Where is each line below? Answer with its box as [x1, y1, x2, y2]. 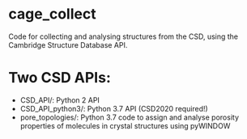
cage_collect [8, 5, 96, 23]
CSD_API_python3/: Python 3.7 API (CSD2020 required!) [19, 103, 208, 113]
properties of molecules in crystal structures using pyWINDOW [19, 120, 231, 130]
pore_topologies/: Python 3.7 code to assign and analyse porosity [19, 112, 240, 122]
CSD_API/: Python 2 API [19, 95, 100, 105]
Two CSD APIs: [8, 69, 112, 87]
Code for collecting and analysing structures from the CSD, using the [8, 32, 239, 41]
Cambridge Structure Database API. [8, 40, 128, 49]
